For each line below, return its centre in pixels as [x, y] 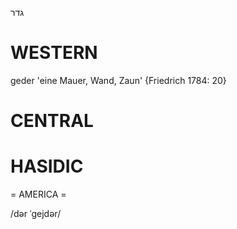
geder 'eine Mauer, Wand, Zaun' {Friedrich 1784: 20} [118, 80]
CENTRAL [52, 121]
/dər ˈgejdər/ [36, 214]
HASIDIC [47, 166]
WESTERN [54, 53]
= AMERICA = [38, 194]
